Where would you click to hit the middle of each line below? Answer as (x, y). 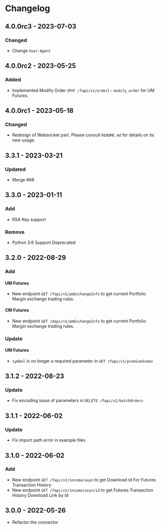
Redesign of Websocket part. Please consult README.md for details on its (83, 135)
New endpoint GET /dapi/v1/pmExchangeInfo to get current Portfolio (79, 321)
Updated (15, 169)
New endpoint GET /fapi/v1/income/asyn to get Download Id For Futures (84, 480)
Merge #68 (23, 179)
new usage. (23, 140)
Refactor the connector (35, 522)
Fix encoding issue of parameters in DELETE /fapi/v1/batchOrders (78, 401)
